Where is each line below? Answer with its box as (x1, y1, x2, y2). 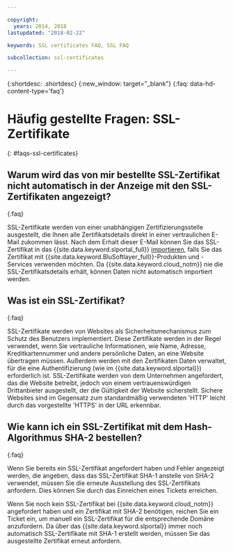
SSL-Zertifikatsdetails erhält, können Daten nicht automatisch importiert (7, 267, 213, 276)
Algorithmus (7, 432, 63, 444)
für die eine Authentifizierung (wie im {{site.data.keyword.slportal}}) (7, 363, 202, 372)
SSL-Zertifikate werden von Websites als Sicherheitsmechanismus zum (7, 326, 211, 335)
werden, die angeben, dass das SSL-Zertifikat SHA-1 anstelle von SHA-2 (7, 471, 214, 480)
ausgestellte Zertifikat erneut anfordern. (7, 537, 122, 545)
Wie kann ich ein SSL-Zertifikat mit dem (7, 421, 183, 433)
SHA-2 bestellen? (64, 432, 143, 444)
